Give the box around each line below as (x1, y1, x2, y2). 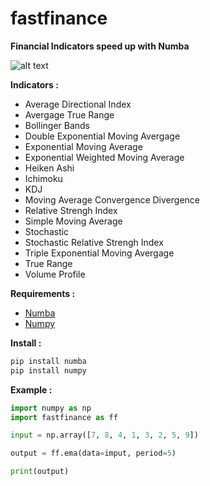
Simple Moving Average (24, 215, 123, 227)
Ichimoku (24, 172, 63, 184)
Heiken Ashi (24, 162, 75, 174)
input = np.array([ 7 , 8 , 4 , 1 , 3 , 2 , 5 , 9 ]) (10, 430, 199, 441)
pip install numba (10, 356, 87, 366)
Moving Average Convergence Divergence (24, 193, 200, 206)
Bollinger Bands (24, 119, 91, 131)
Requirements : (10, 287, 76, 299)
